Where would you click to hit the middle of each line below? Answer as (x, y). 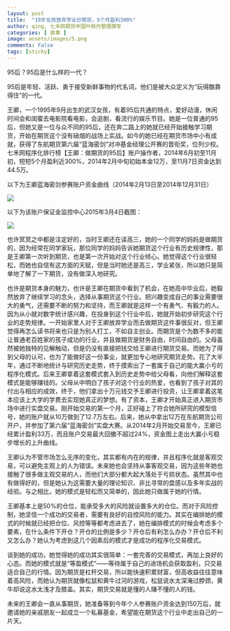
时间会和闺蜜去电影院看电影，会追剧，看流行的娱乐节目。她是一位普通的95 (113, 118)
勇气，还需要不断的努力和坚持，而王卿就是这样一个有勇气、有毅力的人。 (121, 305)
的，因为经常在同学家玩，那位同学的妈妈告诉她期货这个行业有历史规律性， (112, 248)
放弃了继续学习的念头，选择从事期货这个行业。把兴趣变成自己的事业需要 (115, 296)
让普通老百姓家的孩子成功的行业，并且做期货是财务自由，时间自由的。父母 (112, 340)
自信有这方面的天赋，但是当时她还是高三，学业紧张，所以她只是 (127, 265)
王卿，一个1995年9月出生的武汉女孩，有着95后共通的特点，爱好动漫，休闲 (112, 110)
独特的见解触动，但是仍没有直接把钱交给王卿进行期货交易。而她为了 (121, 348)
